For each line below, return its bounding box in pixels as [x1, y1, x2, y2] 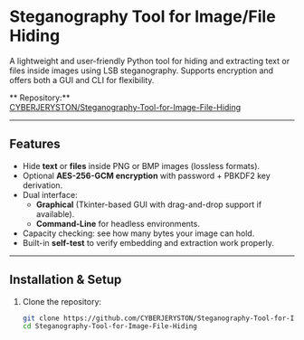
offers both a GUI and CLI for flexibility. [9, 74, 155, 85]
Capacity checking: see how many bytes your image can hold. [22, 228, 255, 239]
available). [35, 208, 75, 219]
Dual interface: [22, 189, 79, 200]
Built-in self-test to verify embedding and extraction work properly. [22, 237, 274, 248]
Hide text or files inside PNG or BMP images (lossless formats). [22, 160, 261, 171]
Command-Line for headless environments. [35, 218, 201, 229]
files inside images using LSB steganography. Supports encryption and [9, 65, 274, 76]
